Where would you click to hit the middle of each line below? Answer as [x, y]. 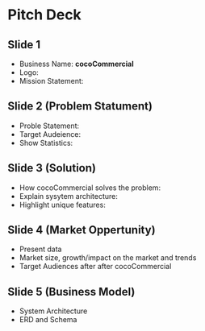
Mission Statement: [51, 81]
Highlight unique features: [62, 205]
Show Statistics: [46, 143]
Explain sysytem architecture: [69, 196]
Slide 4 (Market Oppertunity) [82, 230]
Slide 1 [24, 45]
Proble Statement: [49, 126]
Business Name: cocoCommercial [76, 64]
